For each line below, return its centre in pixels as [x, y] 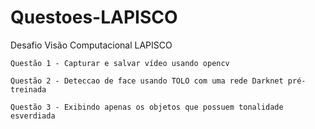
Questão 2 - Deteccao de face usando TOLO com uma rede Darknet [147, 81]
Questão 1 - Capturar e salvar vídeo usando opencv [120, 63]
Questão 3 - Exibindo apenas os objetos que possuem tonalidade [147, 107]
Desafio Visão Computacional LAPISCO [91, 45]
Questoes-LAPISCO [94, 17]
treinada [28, 89]
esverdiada [33, 116]
